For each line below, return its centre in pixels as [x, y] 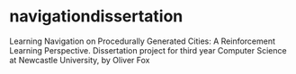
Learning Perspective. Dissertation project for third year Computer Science [148, 50]
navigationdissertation [96, 16]
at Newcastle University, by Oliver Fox [80, 60]
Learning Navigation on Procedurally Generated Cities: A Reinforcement [143, 41]
